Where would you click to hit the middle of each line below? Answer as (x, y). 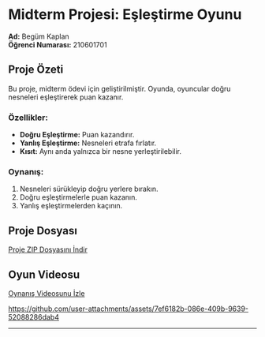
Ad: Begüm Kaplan (39, 36)
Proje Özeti (36, 70)
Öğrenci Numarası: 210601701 (58, 44)
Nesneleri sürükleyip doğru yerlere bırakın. (89, 189)
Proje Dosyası (43, 230)
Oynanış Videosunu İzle (47, 293)
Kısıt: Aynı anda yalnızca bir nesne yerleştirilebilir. (101, 152)
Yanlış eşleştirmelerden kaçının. (71, 206)
